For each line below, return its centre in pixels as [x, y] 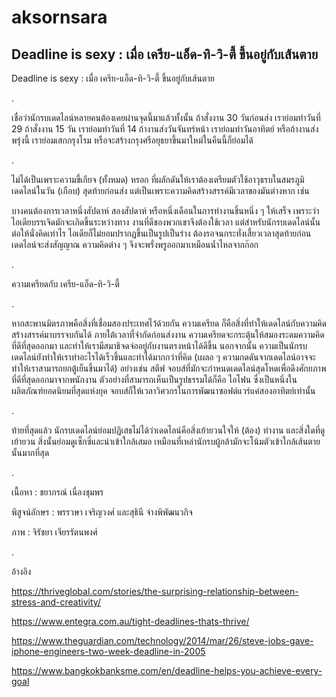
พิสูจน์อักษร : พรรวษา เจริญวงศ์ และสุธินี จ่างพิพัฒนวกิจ [102, 512]
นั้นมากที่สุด [30, 452]
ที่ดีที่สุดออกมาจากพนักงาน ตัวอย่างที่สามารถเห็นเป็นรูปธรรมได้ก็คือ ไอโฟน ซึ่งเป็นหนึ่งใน [154, 379]
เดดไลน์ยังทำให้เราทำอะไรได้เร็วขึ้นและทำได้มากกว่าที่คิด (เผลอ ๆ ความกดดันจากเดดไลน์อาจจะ [163, 357]
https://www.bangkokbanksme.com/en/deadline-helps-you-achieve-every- [167, 670]
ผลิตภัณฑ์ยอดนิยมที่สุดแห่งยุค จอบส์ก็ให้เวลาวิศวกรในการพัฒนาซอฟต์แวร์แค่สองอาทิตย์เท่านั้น [163, 390]
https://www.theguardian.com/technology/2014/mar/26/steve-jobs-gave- [162, 640]
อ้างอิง [21, 571]
